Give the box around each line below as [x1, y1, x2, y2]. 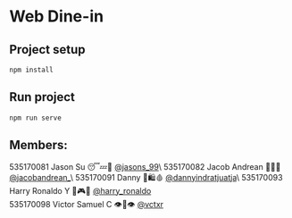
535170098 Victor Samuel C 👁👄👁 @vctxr [9, 198, 163, 209]
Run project [9, 89, 76, 105]
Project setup [9, 42, 87, 57]
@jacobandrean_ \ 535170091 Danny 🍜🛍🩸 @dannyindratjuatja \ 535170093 [9, 172, 283, 182]
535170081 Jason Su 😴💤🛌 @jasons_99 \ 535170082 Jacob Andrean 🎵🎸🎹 [9, 161, 281, 172]
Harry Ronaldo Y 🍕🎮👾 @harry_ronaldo [9, 185, 152, 196]
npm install [9, 65, 54, 74]
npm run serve [9, 113, 63, 122]
